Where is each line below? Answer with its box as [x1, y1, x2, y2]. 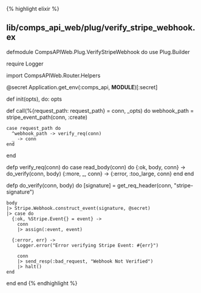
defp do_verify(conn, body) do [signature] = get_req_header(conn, [6, 181, 173, 189]
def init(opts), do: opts [6, 95, 63, 103]
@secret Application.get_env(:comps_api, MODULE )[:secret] [6, 83, 158, 90]
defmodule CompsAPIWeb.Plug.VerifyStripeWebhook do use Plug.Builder [6, 48, 190, 55]
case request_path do [6, 125, 61, 131]
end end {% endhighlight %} [6, 279, 78, 287]
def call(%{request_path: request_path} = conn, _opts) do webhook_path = [6, 107, 194, 114]
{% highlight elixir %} [6, 5, 60, 12]
